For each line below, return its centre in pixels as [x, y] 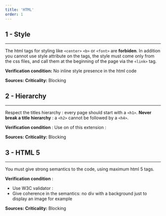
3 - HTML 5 [23, 152]
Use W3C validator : [33, 188]
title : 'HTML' [20, 10]
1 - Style [18, 34]
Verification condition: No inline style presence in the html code [71, 71]
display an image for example [42, 199]
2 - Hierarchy [26, 96]
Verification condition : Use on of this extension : [56, 128]
